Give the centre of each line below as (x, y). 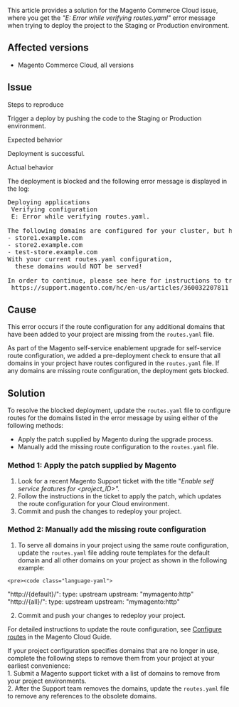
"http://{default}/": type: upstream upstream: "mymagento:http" (101, 594)
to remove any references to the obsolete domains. (82, 696)
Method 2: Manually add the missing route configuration (107, 530)
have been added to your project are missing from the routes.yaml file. (111, 335)
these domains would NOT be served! (79, 266)
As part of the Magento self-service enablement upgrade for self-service (115, 348)
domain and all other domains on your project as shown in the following (122, 560)
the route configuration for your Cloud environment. (93, 503)
